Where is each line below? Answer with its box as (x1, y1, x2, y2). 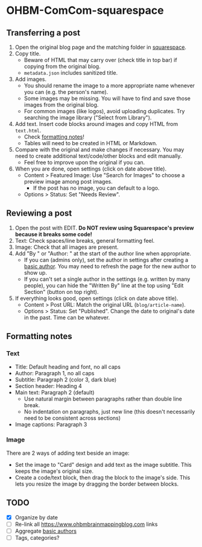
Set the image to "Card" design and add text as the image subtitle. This (14, 461, 192, 468)
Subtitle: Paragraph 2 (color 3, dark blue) (14, 376, 117, 383)
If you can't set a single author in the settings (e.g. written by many (24, 275, 191, 283)
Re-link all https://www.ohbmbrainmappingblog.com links (14, 520, 158, 528)
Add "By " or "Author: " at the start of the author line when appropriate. (14, 249, 192, 257)
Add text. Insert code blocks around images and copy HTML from (14, 120, 178, 127)
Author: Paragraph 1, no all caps (14, 369, 95, 377)
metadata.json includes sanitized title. (24, 69, 118, 76)
